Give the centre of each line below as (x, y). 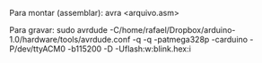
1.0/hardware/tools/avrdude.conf (70, 39)
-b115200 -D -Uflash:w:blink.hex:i (129, 49)
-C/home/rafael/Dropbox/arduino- (172, 30)
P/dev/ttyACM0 (37, 49)
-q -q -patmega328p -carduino (190, 39)
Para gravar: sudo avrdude (59, 30)
